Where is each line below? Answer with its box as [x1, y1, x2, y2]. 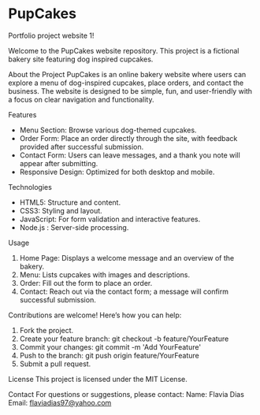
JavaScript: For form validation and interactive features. [19, 214, 201, 224]
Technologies [8, 182, 53, 191]
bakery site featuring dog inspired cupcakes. [8, 54, 154, 64]
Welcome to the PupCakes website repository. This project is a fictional [8, 46, 240, 55]
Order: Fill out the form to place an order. [19, 278, 153, 287]
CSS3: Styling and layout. [19, 206, 102, 215]
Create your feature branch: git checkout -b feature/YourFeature [19, 334, 229, 343]
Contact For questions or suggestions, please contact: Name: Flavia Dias [8, 389, 244, 398]
